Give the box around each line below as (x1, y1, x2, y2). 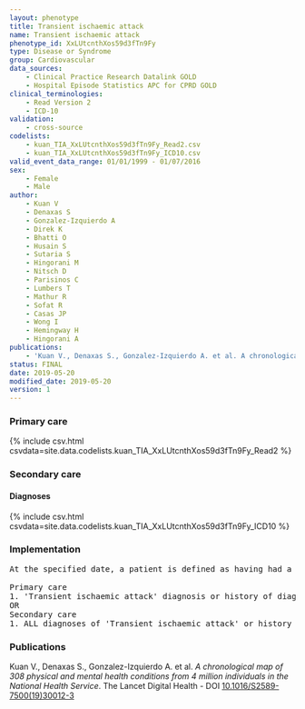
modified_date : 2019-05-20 (9, 376, 112, 386)
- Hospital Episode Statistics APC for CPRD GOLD (25, 81, 218, 90)
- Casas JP (25, 309, 67, 318)
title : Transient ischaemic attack (9, 22, 144, 31)
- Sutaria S (25, 250, 71, 259)
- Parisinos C (25, 275, 79, 285)
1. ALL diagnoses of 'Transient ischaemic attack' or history (9, 618, 292, 628)
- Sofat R (25, 301, 64, 310)
